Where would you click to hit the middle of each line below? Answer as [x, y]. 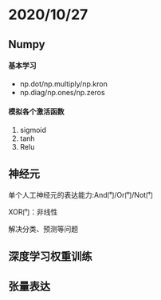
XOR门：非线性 [33, 212]
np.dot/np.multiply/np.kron [63, 84]
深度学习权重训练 [50, 256]
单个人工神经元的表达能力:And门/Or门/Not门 [81, 194]
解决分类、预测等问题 [43, 229]
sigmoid [33, 130]
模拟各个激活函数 [36, 112]
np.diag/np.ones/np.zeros [62, 92]
